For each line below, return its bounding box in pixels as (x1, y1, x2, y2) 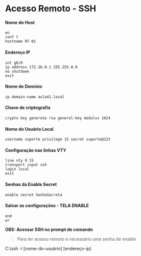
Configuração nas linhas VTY (5, 147, 67, 153)
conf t (5, 35, 19, 40)
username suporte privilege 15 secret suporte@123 (5, 137, 111, 142)
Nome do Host (5, 19, 35, 25)
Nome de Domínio (5, 84, 43, 89)
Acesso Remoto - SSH (5, 3, 96, 14)
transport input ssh (5, 163, 47, 168)
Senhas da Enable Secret (5, 181, 57, 187)
